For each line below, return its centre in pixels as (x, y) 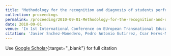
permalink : (17, 19)
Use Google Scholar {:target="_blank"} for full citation (61, 48)
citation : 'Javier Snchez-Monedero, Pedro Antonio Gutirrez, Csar (77, 34)
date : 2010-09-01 (24, 24)
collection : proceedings (32, 15)
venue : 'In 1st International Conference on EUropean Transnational (79, 29)
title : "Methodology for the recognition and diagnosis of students (79, 10)
